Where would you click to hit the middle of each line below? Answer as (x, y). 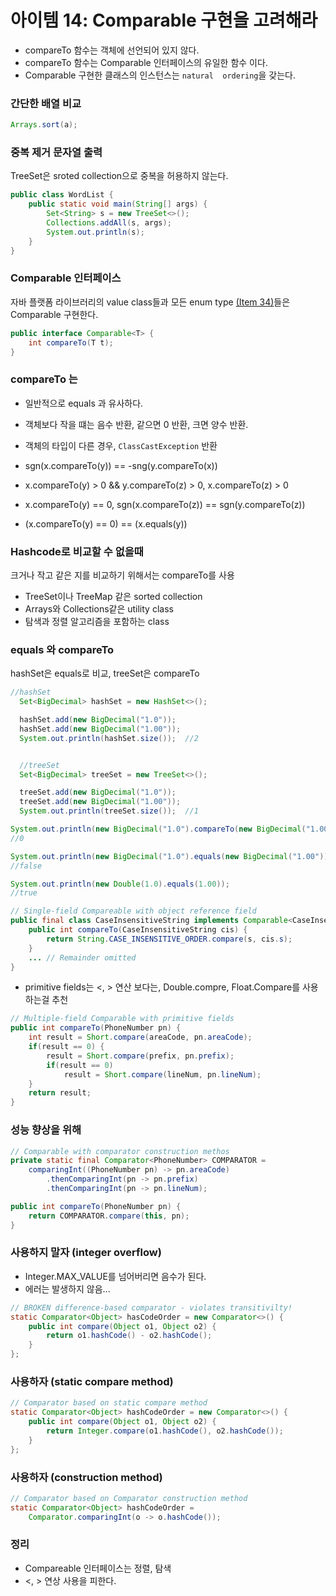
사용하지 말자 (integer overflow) (86, 1253)
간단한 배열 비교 (46, 103)
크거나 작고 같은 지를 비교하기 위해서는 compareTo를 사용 (122, 575)
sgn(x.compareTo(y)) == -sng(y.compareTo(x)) (121, 465)
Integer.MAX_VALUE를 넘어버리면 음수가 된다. (115, 1276)
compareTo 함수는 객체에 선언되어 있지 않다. (112, 50)
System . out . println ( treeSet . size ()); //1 (109, 811)
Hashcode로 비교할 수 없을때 (77, 551)
